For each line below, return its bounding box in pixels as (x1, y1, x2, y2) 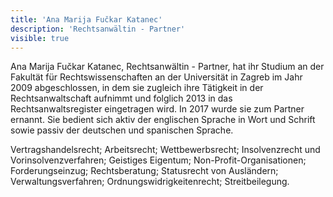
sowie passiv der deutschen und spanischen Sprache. (10, 124, 234, 136)
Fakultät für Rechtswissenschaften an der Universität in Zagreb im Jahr (10, 71, 303, 83)
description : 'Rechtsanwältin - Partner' (10, 24, 186, 34)
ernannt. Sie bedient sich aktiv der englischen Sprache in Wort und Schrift (10, 114, 316, 126)
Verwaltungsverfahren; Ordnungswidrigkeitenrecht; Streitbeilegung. (10, 176, 290, 188)
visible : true (10, 33, 70, 43)
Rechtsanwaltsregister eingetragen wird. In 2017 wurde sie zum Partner (10, 103, 305, 115)
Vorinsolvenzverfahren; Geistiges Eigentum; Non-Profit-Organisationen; (10, 154, 307, 166)
